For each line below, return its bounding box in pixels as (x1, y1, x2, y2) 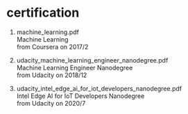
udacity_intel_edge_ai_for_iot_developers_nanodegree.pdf (16, 84, 182, 92)
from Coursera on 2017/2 (16, 42, 89, 51)
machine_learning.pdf (16, 28, 79, 36)
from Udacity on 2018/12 (16, 71, 87, 79)
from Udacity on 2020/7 (16, 99, 86, 107)
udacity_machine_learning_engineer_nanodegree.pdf (16, 56, 169, 64)
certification (6, 5, 80, 21)
